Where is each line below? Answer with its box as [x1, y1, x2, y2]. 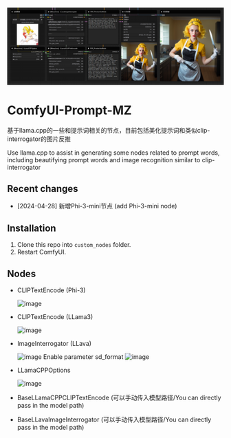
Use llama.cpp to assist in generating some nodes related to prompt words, [7, 149, 220, 157]
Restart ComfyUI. [16, 248, 67, 256]
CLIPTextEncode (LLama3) [16, 313, 93, 321]
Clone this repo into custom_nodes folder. [16, 241, 131, 249]
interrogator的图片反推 [7, 135, 71, 143]
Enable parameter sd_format [43, 353, 124, 361]
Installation [7, 222, 56, 234]
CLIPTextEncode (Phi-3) [16, 286, 86, 294]
